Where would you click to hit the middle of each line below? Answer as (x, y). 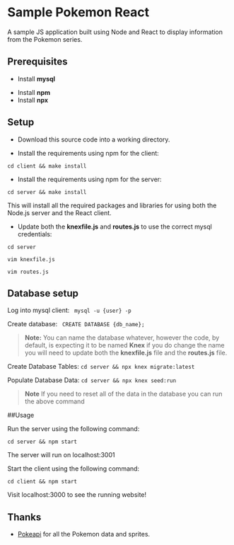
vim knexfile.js (31, 259)
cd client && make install (47, 166)
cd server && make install (47, 192)
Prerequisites (37, 62)
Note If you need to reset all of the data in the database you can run (123, 394)
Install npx (33, 100)
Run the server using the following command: (74, 429)
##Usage (21, 415)
